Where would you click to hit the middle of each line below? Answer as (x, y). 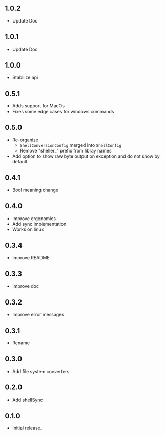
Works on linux (28, 229)
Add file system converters (41, 371)
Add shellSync (27, 400)
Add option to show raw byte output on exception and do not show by (86, 156)
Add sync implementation (39, 224)
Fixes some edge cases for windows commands (63, 112)
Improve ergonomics (34, 218)
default (20, 162)
